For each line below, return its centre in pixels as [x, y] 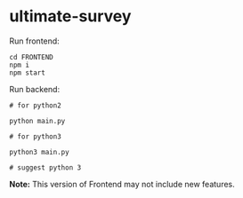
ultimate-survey [70, 16]
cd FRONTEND [31, 57]
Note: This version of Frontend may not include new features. [122, 184]
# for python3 [36, 136]
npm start [28, 73]
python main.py [37, 121]
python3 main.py [39, 152]
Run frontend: [34, 41]
